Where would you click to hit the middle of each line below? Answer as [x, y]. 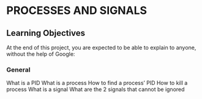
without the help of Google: [41, 54]
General [18, 69]
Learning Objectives [46, 33]
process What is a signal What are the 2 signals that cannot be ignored [95, 89]
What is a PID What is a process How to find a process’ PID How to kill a [97, 83]
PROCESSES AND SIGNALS [77, 11]
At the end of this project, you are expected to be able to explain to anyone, [101, 47]
